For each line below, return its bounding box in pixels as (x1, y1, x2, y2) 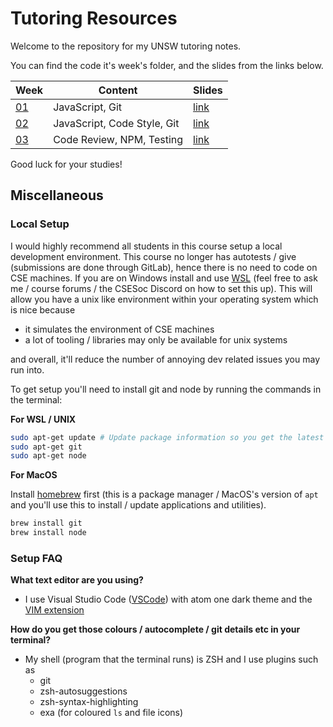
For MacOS (10, 469, 58, 481)
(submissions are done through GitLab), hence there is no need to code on (10, 261, 318, 273)
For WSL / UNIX (10, 413, 77, 425)
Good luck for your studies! (10, 158, 123, 170)
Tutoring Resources (10, 7, 178, 30)
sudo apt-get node (10, 451, 87, 461)
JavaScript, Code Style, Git (53, 116, 180, 130)
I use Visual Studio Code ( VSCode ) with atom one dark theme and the (24, 593, 313, 606)
